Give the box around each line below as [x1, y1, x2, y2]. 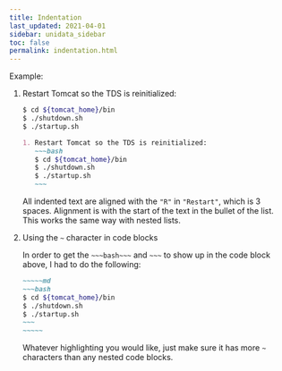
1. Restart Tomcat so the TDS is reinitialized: [21, 138, 208, 148]
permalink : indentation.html [9, 46, 118, 55]
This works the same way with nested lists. [21, 215, 182, 225]
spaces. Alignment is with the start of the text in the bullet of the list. [21, 206, 275, 215]
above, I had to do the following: [21, 259, 141, 269]
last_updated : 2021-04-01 [9, 21, 106, 30]
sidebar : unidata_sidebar [9, 30, 106, 38]
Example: [9, 71, 44, 81]
